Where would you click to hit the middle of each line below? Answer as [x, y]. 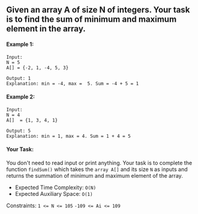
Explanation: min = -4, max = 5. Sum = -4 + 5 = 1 [72, 83]
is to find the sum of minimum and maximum [91, 20]
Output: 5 [19, 131]
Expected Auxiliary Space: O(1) [54, 194]
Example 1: [20, 44]
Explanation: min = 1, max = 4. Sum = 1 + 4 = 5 [69, 136]
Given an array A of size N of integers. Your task [98, 10]
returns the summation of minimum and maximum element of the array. [94, 176]
